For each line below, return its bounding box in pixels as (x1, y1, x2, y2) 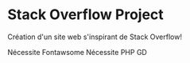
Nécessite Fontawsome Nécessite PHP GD (7, 47, 148, 57)
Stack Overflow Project (7, 6, 164, 24)
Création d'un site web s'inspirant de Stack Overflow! (7, 32, 182, 41)
